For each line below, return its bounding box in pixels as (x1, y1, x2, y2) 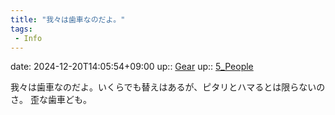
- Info (14, 33, 43, 43)
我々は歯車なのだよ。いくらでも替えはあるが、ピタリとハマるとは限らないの (10, 81, 326, 93)
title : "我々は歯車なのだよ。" (10, 14, 126, 25)
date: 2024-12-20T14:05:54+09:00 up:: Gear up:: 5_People (10, 61, 254, 73)
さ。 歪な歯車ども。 (10, 94, 92, 106)
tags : (10, 24, 33, 34)
